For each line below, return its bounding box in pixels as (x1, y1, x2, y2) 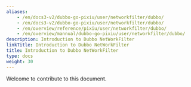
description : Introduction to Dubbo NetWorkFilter (6, 36, 135, 42)
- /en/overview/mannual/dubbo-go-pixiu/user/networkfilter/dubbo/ (17, 31, 186, 37)
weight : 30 (6, 58, 33, 64)
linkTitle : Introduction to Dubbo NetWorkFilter (6, 42, 130, 48)
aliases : (6, 8, 28, 15)
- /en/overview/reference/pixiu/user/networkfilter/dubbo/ (17, 25, 167, 32)
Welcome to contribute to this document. (6, 75, 107, 82)
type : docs (6, 53, 33, 59)
